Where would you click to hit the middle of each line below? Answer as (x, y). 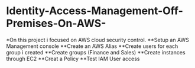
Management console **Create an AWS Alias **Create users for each (92, 46)
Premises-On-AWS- (56, 23)
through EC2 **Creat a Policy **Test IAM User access (73, 59)
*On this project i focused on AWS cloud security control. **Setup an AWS (97, 40)
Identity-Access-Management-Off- (95, 11)
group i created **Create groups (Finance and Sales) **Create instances (96, 52)
